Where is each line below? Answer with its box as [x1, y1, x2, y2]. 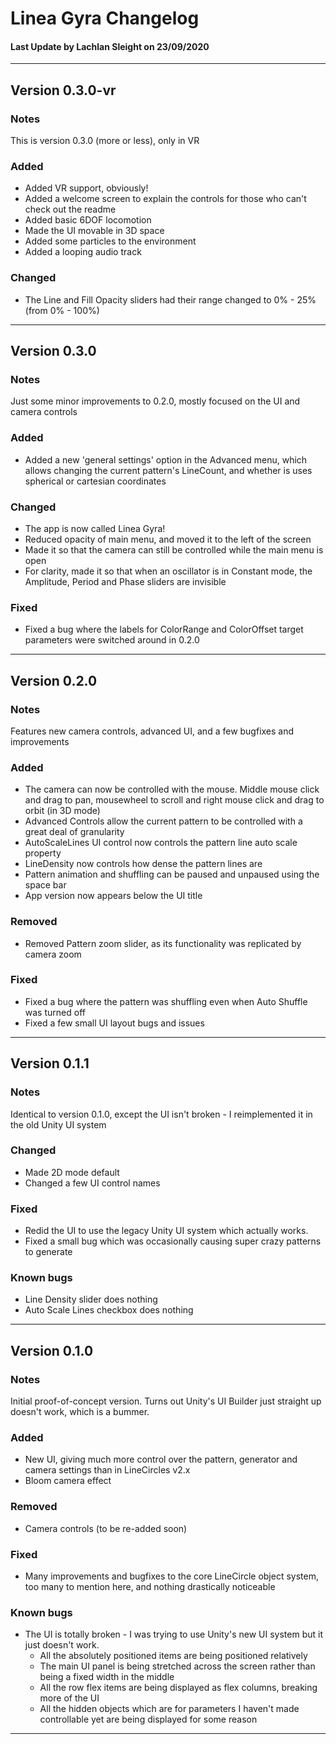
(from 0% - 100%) [24, 304, 100, 316]
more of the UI [39, 1692, 100, 1704]
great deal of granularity [24, 826, 125, 838]
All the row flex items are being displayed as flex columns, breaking [39, 1682, 318, 1694]
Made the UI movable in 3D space [24, 225, 165, 237]
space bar [24, 879, 67, 891]
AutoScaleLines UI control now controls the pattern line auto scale [24, 837, 298, 849]
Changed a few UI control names [24, 1177, 161, 1189]
